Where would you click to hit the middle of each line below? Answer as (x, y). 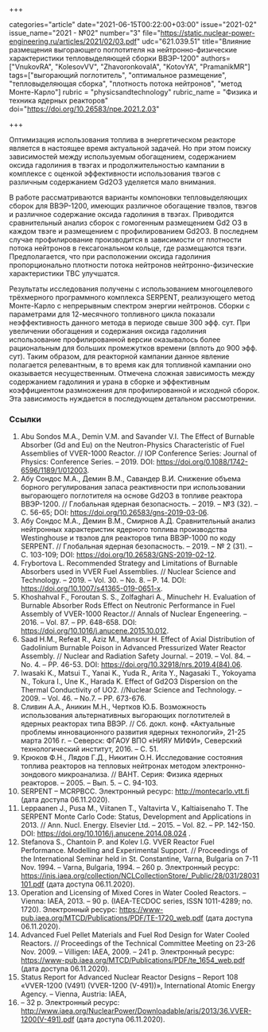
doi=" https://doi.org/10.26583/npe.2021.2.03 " (84, 109)
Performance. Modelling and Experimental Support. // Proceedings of (134, 851)
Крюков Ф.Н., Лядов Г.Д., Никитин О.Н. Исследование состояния (132, 758)
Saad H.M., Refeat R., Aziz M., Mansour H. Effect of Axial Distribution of (138, 639)
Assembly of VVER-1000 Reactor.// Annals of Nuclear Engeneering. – (134, 614)
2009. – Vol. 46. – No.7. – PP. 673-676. (83, 698)
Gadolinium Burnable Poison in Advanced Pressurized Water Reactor (133, 648)
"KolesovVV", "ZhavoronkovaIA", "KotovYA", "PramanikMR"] (153, 67)
